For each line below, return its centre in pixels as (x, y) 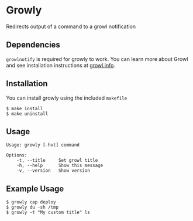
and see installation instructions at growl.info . (61, 65)
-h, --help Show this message (60, 166)
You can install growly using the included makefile (67, 98)
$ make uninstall (27, 114)
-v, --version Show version (54, 171)
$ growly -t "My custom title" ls (48, 212)
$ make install (25, 108)
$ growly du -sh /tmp (32, 208)
